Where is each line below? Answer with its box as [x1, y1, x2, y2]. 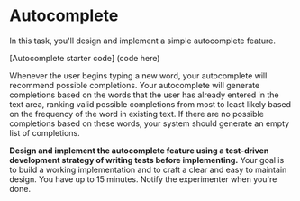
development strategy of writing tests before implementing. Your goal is [9, 154, 285, 165]
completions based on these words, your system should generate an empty [9, 118, 290, 129]
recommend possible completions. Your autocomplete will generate [9, 79, 260, 90]
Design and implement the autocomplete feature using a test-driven [9, 145, 269, 156]
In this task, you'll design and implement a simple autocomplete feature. [9, 35, 277, 46]
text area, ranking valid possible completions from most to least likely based [9, 98, 291, 109]
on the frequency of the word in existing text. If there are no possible [9, 108, 264, 119]
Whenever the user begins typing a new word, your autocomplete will [9, 69, 268, 81]
